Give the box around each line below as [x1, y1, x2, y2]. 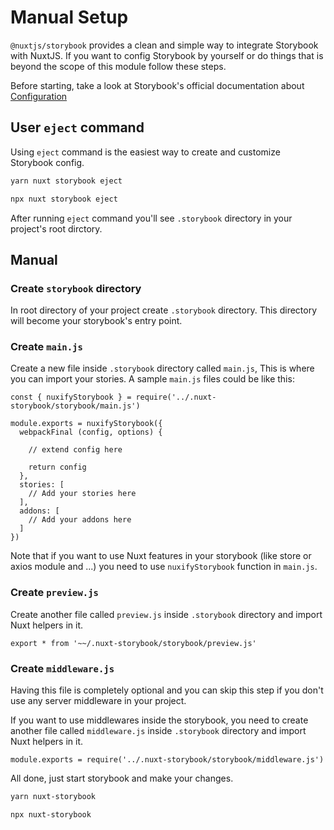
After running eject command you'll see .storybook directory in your [10, 212, 293, 224]
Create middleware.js [10, 661, 115, 675]
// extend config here [28, 445, 123, 455]
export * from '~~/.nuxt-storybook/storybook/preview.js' [10, 638, 257, 648]
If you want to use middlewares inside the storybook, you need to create [10, 714, 309, 726]
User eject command [10, 119, 145, 136]
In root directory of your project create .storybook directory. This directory [10, 304, 318, 316]
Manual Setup [10, 6, 129, 29]
